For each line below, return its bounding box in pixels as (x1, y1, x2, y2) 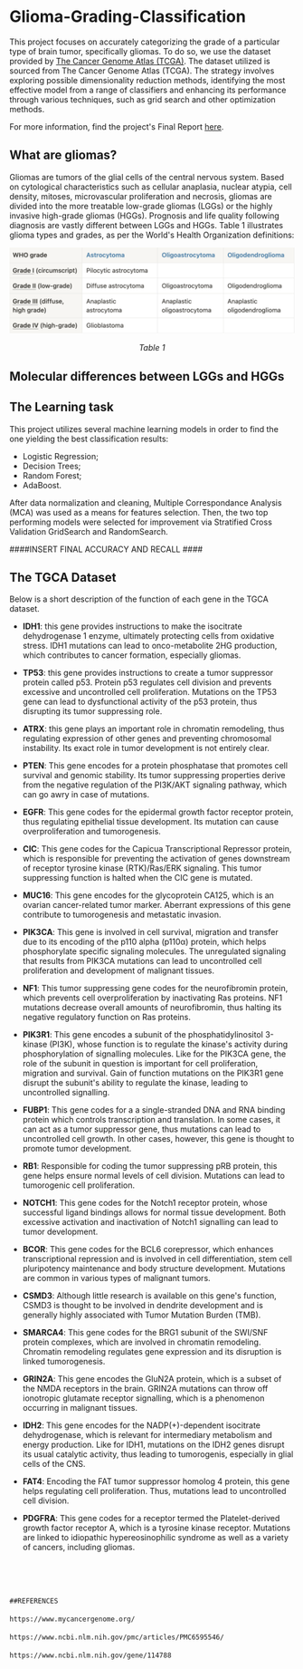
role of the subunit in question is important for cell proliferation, (22, 1058, 259, 1069)
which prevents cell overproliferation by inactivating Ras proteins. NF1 (22, 992, 283, 1003)
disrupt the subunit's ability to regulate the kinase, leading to (22, 1077, 249, 1088)
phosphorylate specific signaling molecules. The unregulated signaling (22, 946, 287, 957)
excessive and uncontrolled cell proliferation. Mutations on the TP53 (22, 687, 278, 698)
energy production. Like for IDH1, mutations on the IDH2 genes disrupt (22, 1439, 285, 1451)
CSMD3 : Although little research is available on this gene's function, (22, 1290, 278, 1301)
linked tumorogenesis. (22, 1356, 106, 1367)
